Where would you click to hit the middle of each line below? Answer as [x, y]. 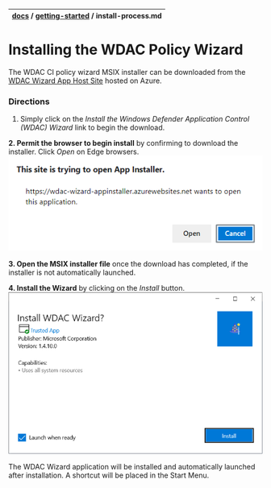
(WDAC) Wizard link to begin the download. [92, 128]
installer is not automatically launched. [72, 273]
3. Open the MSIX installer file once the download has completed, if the [128, 264]
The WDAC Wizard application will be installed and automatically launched [132, 467]
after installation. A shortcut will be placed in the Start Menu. [109, 475]
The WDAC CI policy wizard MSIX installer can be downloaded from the [127, 72]
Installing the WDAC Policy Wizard [126, 50]
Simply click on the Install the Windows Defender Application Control [135, 119]
